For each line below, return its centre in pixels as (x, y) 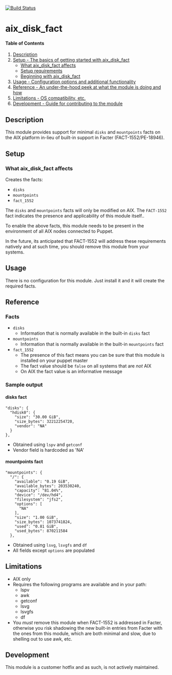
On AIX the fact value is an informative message (71, 372)
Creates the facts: (24, 179)
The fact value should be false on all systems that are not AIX (86, 366)
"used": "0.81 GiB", (36, 526)
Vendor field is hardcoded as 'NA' (48, 450)
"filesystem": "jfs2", (39, 499)
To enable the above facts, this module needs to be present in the (75, 225)
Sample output (24, 385)
